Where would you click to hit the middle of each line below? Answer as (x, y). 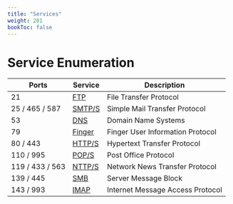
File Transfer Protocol (143, 97)
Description (165, 85)
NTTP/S (86, 167)
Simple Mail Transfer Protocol (156, 109)
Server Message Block (145, 178)
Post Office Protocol (140, 155)
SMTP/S (86, 109)
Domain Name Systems (146, 121)
